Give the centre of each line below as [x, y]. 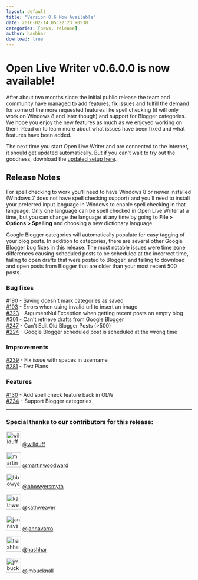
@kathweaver [39, 507]
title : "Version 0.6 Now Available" [51, 17]
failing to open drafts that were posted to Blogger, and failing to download [95, 260]
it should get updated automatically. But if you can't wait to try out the [91, 153]
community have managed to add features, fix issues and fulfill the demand [98, 103]
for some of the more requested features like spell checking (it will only [92, 109]
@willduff [34, 444]
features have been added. [39, 135]
